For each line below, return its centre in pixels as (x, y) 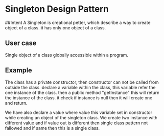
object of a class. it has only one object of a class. (56, 27)
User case (21, 43)
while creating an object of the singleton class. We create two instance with (81, 117)
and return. (16, 103)
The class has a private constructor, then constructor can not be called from (82, 82)
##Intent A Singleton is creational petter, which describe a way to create (78, 23)
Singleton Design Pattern (57, 9)
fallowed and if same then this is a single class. (52, 128)
